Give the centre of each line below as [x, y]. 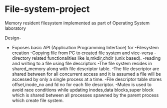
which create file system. [38, 100]
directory [21, 58]
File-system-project [47, 9]
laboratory [15, 28]
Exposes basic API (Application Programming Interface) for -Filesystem [85, 47]
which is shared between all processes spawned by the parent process [85, 95]
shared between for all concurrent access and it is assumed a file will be [86, 74]
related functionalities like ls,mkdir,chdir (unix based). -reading [96, 58]
